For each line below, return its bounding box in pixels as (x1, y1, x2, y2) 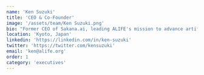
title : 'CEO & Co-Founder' (6, 15, 75, 21)
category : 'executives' (6, 59, 67, 65)
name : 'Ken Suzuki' (6, 8, 56, 15)
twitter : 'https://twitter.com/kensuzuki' (6, 43, 115, 49)
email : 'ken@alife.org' (6, 48, 67, 54)
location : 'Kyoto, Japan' (6, 31, 72, 37)
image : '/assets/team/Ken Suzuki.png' (6, 20, 104, 26)
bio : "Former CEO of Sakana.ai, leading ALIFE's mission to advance (6, 25, 183, 32)
